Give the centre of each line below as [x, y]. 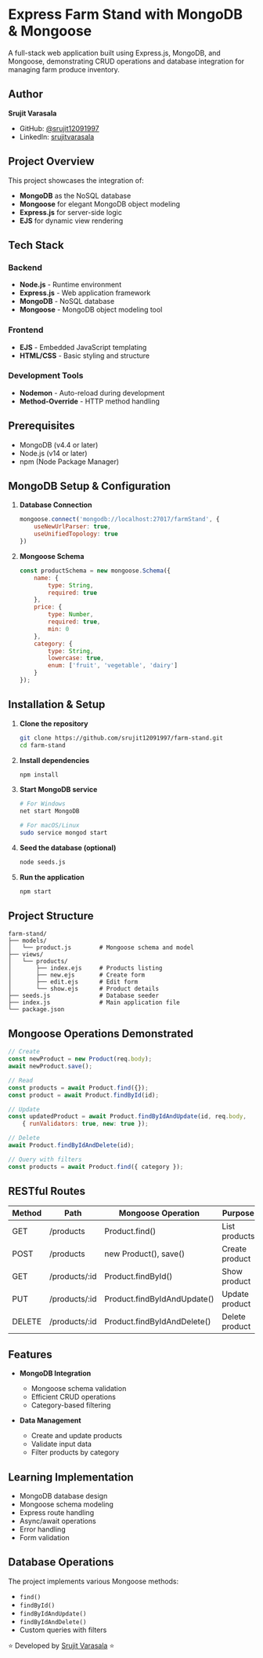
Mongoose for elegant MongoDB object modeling [100, 204]
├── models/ [27, 941]
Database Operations [61, 1563]
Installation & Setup [57, 705]
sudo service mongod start [63, 833]
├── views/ [26, 955]
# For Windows [42, 804]
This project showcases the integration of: [76, 180]
